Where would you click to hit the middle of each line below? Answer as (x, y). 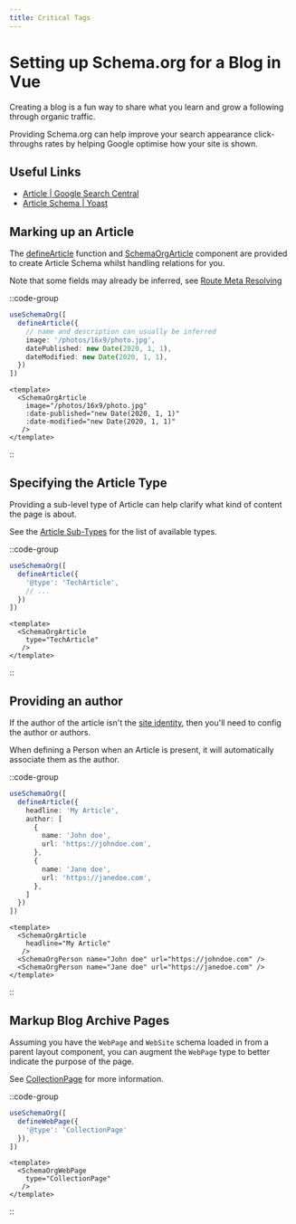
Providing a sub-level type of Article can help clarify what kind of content (146, 504)
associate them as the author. (65, 760)
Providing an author (67, 701)
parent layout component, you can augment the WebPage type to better (140, 1052)
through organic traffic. (53, 116)
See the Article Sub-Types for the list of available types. (113, 531)
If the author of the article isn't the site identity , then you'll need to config (146, 723)
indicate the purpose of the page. (72, 1061)
